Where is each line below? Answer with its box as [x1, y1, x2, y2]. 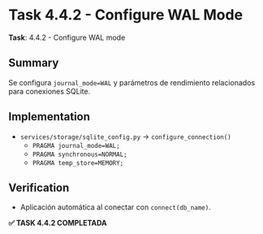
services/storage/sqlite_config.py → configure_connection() [19, 132, 231, 141]
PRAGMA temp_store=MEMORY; [32, 158, 124, 167]
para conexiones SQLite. [8, 86, 91, 96]
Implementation [8, 110, 91, 123]
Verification [8, 180, 70, 194]
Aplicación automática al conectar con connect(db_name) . [19, 202, 211, 212]
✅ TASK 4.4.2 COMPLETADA [8, 218, 107, 228]
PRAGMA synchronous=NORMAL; [32, 150, 127, 158]
